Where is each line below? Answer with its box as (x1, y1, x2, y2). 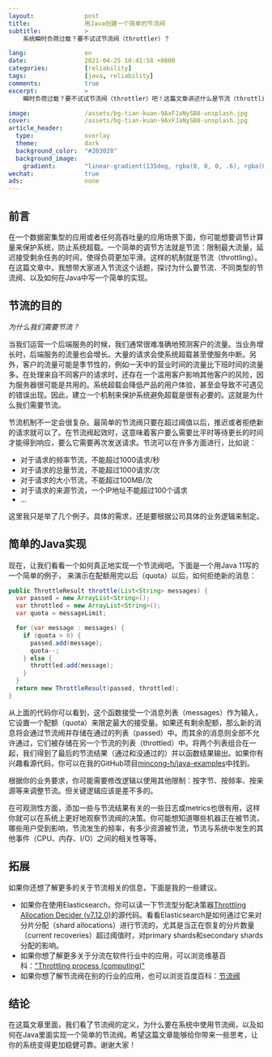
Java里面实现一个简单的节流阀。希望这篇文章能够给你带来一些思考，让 (22, 1030, 259, 1040)
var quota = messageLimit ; (15, 610, 107, 618)
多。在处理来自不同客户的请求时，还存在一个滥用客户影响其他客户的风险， (8, 369, 257, 379)
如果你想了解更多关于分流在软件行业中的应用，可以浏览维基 (19, 951, 219, 960)
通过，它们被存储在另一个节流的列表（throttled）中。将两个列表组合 (15, 738, 243, 748)
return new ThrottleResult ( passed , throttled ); (15, 684, 180, 692)
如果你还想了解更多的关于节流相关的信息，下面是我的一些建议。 (8, 882, 221, 892)
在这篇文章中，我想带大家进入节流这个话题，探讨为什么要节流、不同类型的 (8, 262, 257, 272)
